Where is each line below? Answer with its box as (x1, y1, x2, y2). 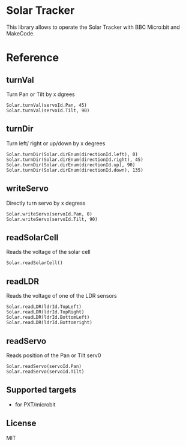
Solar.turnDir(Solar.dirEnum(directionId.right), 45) (6, 157, 144, 163)
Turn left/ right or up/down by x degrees (6, 139, 106, 147)
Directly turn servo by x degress (6, 199, 86, 206)
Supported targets (6, 385, 77, 395)
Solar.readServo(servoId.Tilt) (6, 369, 85, 375)
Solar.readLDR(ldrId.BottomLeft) (6, 315, 90, 321)
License (6, 418, 37, 429)
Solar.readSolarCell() (6, 260, 63, 266)
